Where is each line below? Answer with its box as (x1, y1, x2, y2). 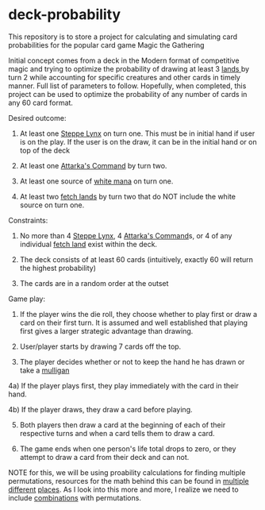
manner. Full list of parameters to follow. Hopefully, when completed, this (8, 81, 247, 91)
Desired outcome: (8, 113, 67, 122)
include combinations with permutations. (8, 493, 141, 502)
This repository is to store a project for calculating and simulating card (8, 32, 238, 41)
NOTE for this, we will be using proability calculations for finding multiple (8, 467, 246, 477)
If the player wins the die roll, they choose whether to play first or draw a (19, 309, 258, 319)
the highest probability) (19, 263, 97, 272)
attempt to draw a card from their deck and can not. (19, 452, 190, 462)
